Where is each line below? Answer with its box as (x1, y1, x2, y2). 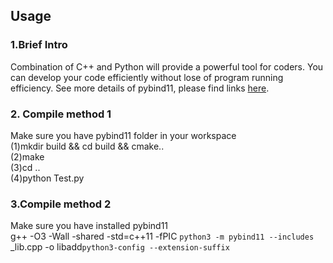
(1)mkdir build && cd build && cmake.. (10, 140, 165, 152)
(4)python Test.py (10, 172, 85, 184)
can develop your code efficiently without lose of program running (10, 71, 284, 83)
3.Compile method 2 (10, 197, 112, 211)
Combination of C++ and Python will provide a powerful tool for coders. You (10, 60, 324, 73)
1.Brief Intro (10, 38, 68, 52)
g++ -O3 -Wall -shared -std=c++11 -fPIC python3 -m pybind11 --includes (10, 230, 315, 243)
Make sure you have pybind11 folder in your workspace (10, 129, 237, 141)
